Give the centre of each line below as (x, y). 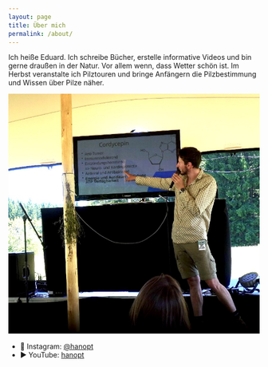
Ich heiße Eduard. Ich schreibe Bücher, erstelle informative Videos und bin (130, 57)
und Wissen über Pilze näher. (56, 83)
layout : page (30, 17)
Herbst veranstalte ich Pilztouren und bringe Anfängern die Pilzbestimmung (132, 74)
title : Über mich (37, 25)
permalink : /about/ (41, 34)
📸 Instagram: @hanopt (57, 346)
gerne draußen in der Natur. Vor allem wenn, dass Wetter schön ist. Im (124, 66)
